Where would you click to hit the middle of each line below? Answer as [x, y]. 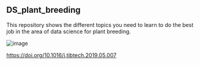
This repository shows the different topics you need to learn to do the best [100, 25]
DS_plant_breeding [43, 10]
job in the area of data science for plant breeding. [69, 31]
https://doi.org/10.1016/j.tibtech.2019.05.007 [61, 55]
